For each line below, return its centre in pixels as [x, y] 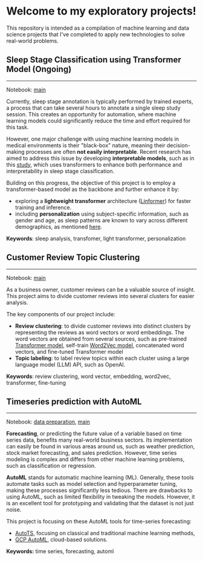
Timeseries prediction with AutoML [74, 401]
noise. [14, 510]
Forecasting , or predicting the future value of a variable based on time [94, 434]
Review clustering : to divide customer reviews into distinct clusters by [103, 326]
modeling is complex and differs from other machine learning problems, [95, 459]
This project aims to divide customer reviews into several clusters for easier [100, 296]
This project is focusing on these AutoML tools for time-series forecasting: [99, 522]
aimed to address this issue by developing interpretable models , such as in [100, 158]
